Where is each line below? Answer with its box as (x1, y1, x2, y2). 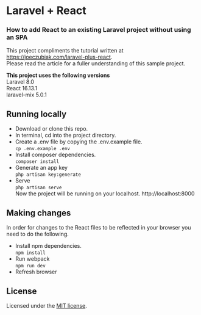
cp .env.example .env (15, 146, 70, 152)
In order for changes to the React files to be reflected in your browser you (6, 224, 191, 231)
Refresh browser (15, 268, 57, 275)
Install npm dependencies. (15, 242, 82, 250)
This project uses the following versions (6, 71, 110, 79)
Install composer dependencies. (15, 151, 96, 159)
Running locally (6, 109, 67, 119)
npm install (15, 250, 46, 256)
